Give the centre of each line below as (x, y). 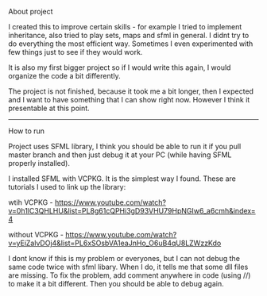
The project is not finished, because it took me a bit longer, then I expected (131, 91)
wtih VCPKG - (31, 202)
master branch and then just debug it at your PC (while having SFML (120, 155)
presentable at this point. (49, 108)
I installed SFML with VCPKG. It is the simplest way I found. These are (122, 179)
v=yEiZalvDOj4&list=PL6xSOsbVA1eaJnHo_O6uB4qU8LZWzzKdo (115, 243)
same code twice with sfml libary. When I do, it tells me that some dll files (128, 267)
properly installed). (39, 163)
